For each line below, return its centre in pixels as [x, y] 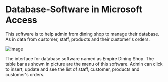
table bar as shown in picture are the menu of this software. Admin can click [84, 64]
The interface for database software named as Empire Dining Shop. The [80, 58]
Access [21, 20]
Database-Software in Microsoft [74, 9]
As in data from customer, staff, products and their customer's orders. [77, 39]
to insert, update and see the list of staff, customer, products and [72, 69]
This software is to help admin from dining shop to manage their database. [82, 34]
